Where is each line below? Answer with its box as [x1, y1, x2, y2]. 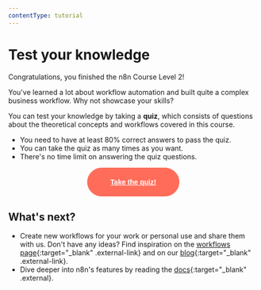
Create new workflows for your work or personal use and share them [19, 231, 246, 241]
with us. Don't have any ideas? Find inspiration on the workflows [19, 239, 231, 250]
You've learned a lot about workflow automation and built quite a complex [8, 87, 249, 97]
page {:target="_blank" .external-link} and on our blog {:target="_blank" [19, 248, 251, 258]
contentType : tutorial [8, 11, 83, 20]
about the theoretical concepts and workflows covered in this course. [8, 120, 236, 129]
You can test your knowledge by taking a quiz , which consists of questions [8, 111, 254, 120]
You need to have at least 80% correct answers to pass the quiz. [19, 135, 232, 144]
